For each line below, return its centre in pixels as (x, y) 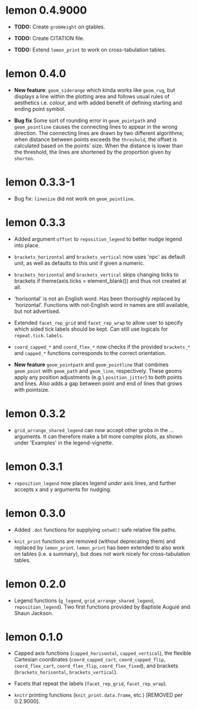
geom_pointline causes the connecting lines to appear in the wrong (96, 127)
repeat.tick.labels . (39, 335)
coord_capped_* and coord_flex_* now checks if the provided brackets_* (102, 347)
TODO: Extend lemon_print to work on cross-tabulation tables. (90, 49)
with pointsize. (32, 389)
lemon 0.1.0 (34, 637)
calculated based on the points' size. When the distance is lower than (98, 145)
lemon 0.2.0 (36, 584)
